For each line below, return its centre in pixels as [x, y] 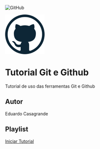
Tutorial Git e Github [47, 73]
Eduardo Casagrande [27, 113]
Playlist [17, 129]
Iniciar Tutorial [20, 141]
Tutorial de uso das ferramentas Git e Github [50, 86]
